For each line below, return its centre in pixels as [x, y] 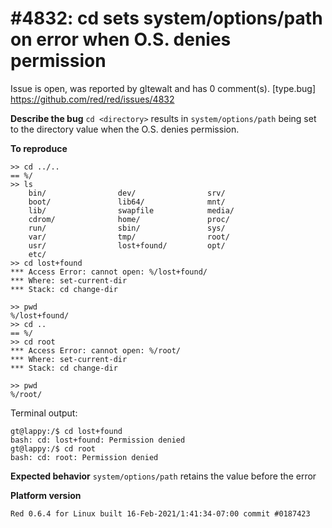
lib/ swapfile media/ [131, 210]
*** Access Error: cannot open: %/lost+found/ [109, 272]
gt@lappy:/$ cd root [53, 448]
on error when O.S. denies [121, 39]
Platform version [46, 495]
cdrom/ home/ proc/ [129, 219]
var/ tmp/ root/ [129, 237]
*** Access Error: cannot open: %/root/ [96, 350]
